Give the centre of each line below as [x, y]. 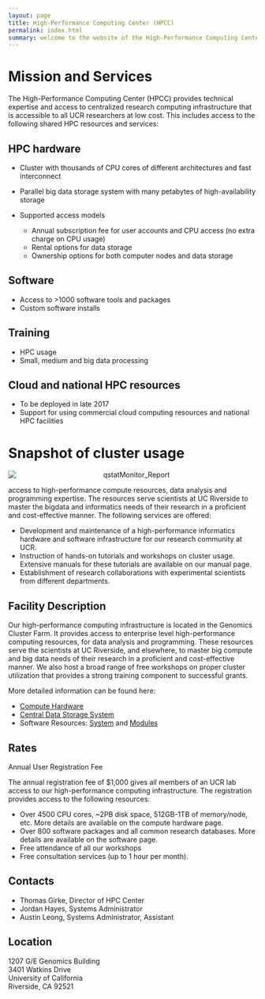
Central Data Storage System [67, 715]
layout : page [30, 15]
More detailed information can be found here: [82, 691]
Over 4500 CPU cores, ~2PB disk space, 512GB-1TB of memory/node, [134, 814]
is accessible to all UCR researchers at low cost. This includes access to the [132, 115]
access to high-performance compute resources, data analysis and [118, 490]
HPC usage [38, 352]
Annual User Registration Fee [56, 767]
